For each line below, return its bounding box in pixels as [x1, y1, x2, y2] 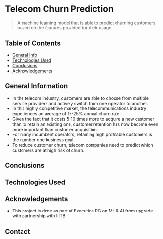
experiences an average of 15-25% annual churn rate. [12, 110, 121, 116]
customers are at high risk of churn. [12, 147, 85, 153]
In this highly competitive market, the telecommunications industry [12, 106, 147, 111]
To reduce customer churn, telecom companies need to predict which [12, 142, 153, 148]
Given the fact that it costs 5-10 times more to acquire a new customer [12, 116, 154, 122]
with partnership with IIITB [12, 213, 66, 219]
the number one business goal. [12, 136, 75, 143]
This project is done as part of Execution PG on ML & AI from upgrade [12, 208, 153, 214]
